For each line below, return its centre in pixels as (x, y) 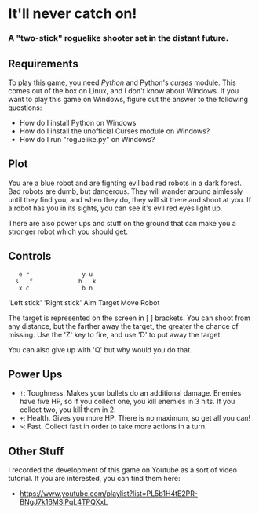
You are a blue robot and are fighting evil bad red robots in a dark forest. (125, 183)
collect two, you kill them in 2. (67, 410)
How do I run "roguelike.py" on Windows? (87, 139)
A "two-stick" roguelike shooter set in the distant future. (119, 38)
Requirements (43, 64)
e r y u (55, 274)
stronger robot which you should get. (68, 231)
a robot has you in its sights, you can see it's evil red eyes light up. (115, 208)
